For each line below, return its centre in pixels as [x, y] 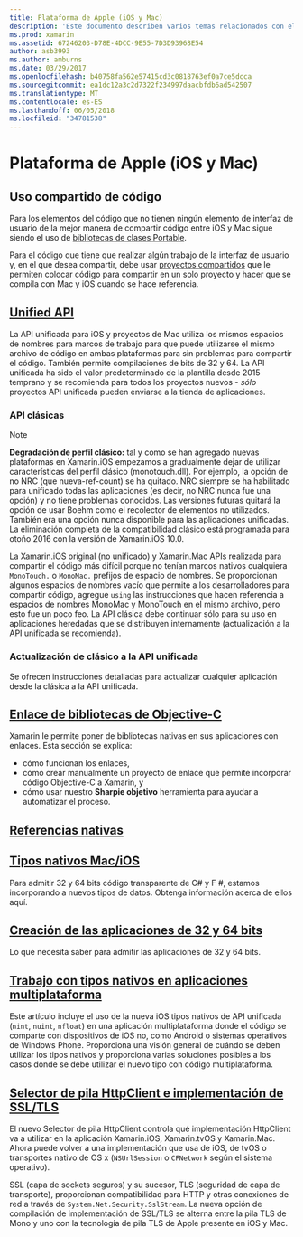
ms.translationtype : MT [54, 93]
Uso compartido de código [86, 197]
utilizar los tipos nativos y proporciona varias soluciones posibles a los [140, 1055]
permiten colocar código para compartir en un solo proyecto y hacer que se [150, 274]
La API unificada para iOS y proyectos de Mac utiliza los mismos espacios [147, 334]
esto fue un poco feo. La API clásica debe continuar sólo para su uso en [143, 614]
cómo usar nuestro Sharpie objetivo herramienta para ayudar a [140, 792]
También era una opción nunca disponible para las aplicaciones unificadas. [149, 520]
